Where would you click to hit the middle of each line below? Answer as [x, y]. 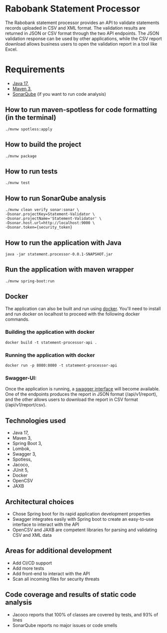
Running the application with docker [50, 355]
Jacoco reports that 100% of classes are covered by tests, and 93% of [85, 614]
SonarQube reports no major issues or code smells [65, 625]
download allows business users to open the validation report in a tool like [81, 44]
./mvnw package [21, 156]
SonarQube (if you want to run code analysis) [59, 94]
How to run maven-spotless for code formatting [81, 110]
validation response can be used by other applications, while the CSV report [84, 39]
